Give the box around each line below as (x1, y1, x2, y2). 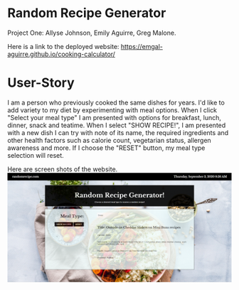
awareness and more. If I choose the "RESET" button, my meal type (7, 144, 206, 152)
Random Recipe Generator (7, 5, 166, 21)
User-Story (7, 75, 75, 91)
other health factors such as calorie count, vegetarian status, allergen (7, 136, 211, 144)
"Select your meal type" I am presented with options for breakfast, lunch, (7, 113, 222, 122)
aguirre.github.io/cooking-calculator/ (7, 50, 116, 58)
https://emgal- (120, 42, 164, 50)
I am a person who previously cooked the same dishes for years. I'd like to (7, 98, 225, 107)
